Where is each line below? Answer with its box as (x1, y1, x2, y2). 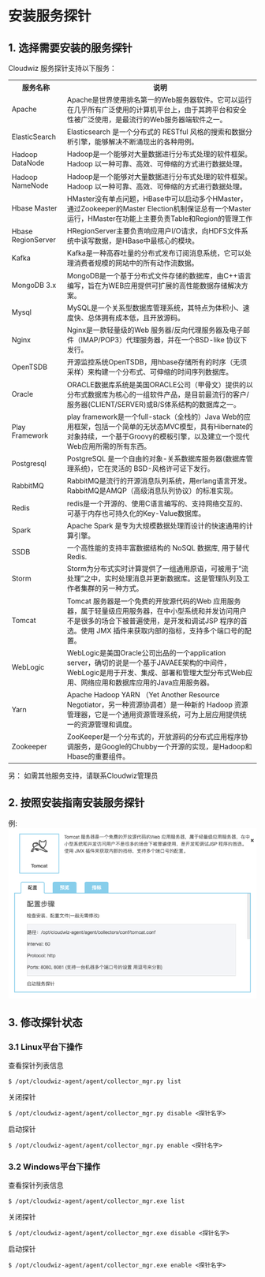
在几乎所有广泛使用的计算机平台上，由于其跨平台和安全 (66, 104, 247, 114)
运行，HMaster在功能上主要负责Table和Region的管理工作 (66, 214, 253, 223)
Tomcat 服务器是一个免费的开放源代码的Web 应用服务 (66, 596, 241, 606)
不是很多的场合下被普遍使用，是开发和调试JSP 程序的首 (66, 616, 248, 625)
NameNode (11, 181, 49, 190)
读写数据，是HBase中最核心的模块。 (80, 236, 200, 245)
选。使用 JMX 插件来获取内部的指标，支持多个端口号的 (66, 625, 244, 635)
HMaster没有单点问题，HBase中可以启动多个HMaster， (66, 194, 248, 203)
